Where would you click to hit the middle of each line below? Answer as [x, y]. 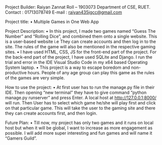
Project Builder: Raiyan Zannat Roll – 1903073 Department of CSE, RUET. [78, 7]
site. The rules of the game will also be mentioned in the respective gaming [80, 47]
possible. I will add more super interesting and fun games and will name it [79, 133]
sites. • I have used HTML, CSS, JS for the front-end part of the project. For [81, 52]
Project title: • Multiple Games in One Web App [52, 22]
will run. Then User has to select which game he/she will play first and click [81, 103]
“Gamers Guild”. [21, 138]
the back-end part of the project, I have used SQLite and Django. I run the [79, 57]
